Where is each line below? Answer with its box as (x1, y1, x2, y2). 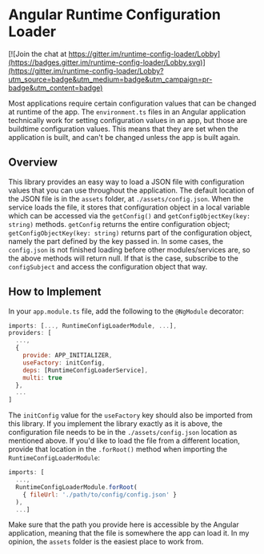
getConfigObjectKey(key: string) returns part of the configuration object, (8, 228, 252, 237)
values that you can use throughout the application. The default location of (8, 185, 254, 195)
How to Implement (8, 285, 102, 299)
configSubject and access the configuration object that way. (8, 261, 208, 271)
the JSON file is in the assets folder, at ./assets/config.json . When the (8, 193, 244, 203)
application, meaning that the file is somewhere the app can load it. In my (8, 528, 250, 538)
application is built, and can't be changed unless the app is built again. (8, 132, 241, 141)
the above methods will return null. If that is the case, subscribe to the (8, 253, 238, 263)
